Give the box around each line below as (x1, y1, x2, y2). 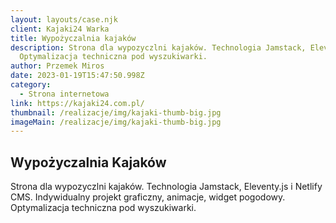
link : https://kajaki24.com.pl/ (10, 98, 145, 108)
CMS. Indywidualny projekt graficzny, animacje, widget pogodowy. (10, 191, 286, 203)
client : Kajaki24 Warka (10, 24, 110, 34)
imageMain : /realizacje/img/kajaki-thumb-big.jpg (10, 117, 222, 127)
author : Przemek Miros (10, 61, 105, 71)
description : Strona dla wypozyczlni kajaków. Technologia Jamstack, (10, 42, 307, 53)
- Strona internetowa (19, 89, 110, 99)
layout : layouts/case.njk (10, 14, 118, 25)
